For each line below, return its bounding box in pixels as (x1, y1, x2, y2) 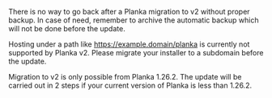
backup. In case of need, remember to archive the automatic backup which (8, 15, 259, 25)
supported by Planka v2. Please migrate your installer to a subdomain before (8, 48, 264, 57)
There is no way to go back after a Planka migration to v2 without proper (8, 7, 250, 16)
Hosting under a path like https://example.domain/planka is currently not (8, 39, 250, 49)
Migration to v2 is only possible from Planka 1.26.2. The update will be (8, 72, 242, 81)
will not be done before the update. (8, 24, 125, 33)
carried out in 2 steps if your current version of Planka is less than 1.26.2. (8, 80, 253, 90)
